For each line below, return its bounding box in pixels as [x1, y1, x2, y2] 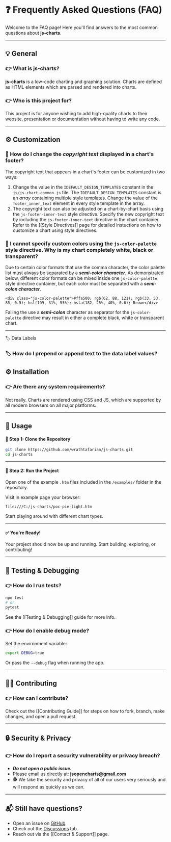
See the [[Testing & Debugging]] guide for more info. [5, 614, 116, 620]
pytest [5, 604, 19, 610]
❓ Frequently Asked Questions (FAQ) [5, 4, 162, 16]
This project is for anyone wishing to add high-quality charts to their [5, 110, 148, 116]
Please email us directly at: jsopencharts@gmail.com [12, 771, 126, 777]
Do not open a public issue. [12, 766, 72, 772]
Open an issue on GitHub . [12, 820, 67, 826]
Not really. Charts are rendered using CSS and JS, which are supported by [5, 397, 161, 403]
